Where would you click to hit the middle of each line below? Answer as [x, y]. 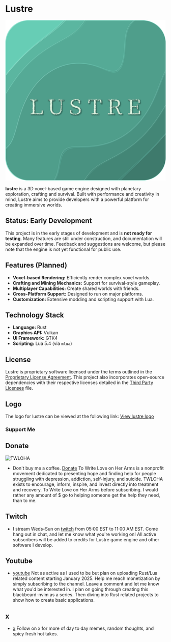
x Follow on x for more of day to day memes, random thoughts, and [83, 628]
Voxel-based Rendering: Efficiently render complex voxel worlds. [82, 277]
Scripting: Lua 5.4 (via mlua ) [42, 343]
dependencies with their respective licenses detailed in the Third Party [79, 383]
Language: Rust [30, 327]
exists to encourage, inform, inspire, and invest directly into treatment [85, 484]
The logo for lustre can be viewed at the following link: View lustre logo [80, 416]
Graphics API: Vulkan [35, 333]
